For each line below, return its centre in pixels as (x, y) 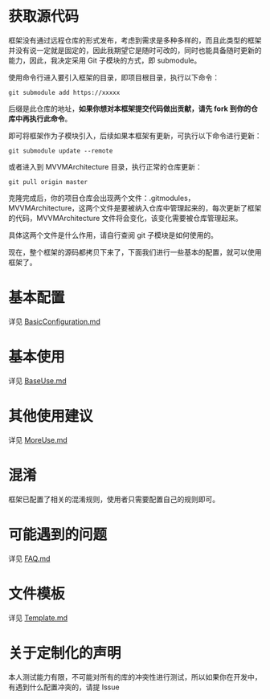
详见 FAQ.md (29, 558)
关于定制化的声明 (65, 653)
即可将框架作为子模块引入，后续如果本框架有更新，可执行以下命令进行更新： (135, 135)
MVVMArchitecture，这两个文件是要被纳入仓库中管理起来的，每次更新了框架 (135, 208)
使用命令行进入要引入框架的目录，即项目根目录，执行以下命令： (114, 77)
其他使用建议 (51, 416)
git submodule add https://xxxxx (64, 92)
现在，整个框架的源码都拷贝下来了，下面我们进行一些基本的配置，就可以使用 (135, 252)
